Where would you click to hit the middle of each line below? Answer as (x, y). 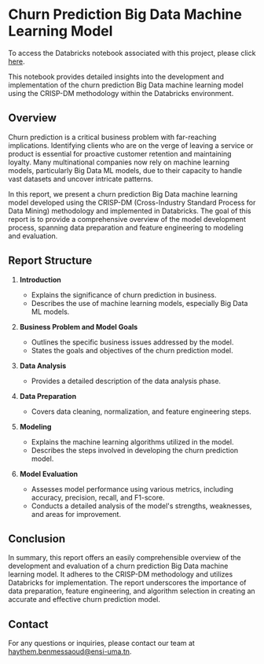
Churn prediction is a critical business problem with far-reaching (112, 137)
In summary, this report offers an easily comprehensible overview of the (125, 558)
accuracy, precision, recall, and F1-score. (98, 497)
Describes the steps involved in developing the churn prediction (135, 450)
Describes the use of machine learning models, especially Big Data (139, 303)
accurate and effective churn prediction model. (84, 599)
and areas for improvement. (76, 514)
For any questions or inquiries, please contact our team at (101, 644)
